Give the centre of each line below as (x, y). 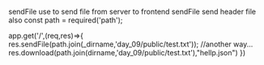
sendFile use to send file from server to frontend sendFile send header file (132, 12)
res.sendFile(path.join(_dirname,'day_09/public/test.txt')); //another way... (131, 44)
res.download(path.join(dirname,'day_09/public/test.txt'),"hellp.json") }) (127, 53)
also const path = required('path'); (66, 20)
